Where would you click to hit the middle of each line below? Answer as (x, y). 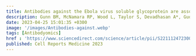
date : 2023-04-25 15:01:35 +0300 (47, 22)
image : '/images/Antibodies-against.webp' (58, 28)
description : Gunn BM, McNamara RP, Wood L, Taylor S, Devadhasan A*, (94, 17)
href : (14, 38)
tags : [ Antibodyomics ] (34, 33)
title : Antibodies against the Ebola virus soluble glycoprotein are (92, 11)
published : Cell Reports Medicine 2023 (55, 44)
